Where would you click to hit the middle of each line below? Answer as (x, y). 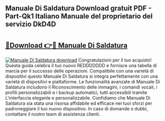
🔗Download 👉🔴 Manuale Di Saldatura (66, 45)
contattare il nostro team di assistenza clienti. (53, 114)
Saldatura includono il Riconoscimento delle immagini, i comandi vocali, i (81, 87)
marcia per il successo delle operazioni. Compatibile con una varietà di (79, 71)
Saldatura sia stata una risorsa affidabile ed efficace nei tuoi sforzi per (79, 103)
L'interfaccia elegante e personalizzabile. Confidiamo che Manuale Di (78, 98)
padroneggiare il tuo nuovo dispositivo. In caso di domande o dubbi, (77, 109)
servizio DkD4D (31, 24)
